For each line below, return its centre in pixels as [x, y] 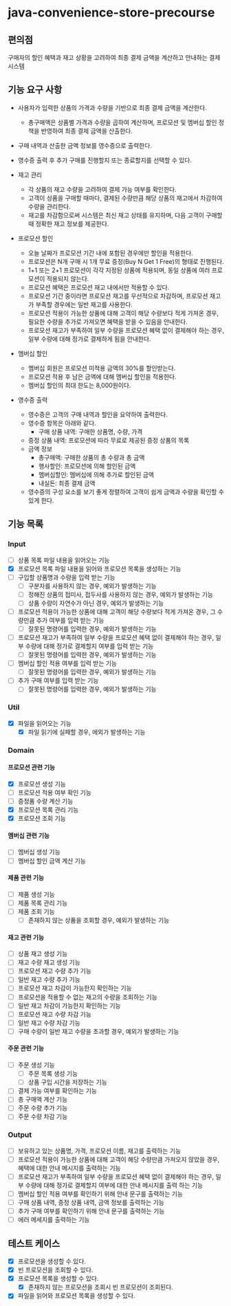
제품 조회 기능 [36, 911]
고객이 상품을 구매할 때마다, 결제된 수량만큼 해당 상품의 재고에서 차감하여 [125, 198]
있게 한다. [41, 500]
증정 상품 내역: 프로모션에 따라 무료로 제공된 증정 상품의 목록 [109, 440]
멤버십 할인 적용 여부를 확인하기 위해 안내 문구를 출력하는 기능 [100, 1193]
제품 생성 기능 [36, 894]
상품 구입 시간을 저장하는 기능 [67, 1082]
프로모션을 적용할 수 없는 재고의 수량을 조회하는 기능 [87, 997]
